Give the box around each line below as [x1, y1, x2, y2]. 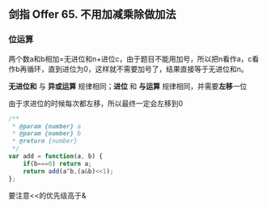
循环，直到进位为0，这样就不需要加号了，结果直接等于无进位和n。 [27, 64, 248, 74]
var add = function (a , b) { [8, 152, 104, 160]
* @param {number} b [11, 129, 82, 138]
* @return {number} [11, 137, 78, 146]
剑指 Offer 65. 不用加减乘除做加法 [8, 7, 176, 22]
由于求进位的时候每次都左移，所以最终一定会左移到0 [8, 98, 184, 108]
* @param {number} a [11, 122, 82, 130]
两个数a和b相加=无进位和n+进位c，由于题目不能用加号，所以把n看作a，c [8, 53, 252, 63]
